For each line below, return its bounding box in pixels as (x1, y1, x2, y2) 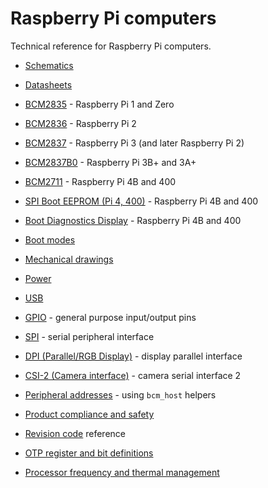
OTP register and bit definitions (24, 447, 154, 459)
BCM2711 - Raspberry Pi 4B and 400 (24, 175, 177, 187)
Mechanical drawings (24, 253, 114, 265)
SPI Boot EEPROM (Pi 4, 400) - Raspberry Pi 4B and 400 (24, 195, 259, 207)
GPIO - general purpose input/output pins (24, 311, 197, 323)
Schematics (24, 59, 74, 71)
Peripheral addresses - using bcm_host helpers (24, 388, 217, 401)
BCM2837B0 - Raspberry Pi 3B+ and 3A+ (24, 156, 197, 168)
